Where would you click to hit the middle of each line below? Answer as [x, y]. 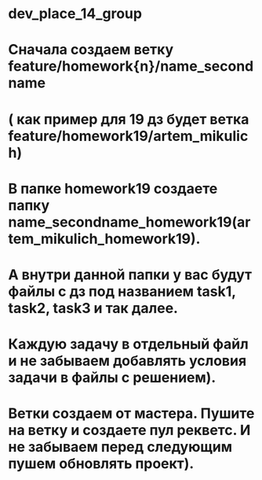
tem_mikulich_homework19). [104, 239]
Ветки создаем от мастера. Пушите [131, 414]
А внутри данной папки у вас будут [130, 274]
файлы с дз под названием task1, [122, 291]
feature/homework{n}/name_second [131, 66]
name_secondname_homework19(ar [129, 222]
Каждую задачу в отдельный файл [128, 344]
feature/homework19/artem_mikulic [128, 136]
